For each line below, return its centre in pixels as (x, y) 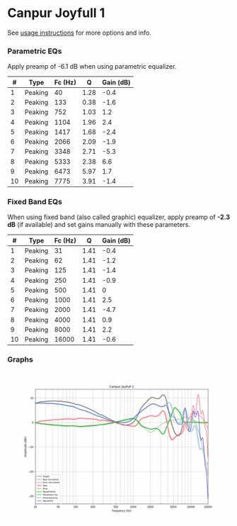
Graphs (20, 359)
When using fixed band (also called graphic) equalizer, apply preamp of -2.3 (119, 217)
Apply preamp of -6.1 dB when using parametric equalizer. (92, 67)
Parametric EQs (35, 51)
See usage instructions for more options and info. (80, 33)
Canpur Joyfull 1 (56, 13)
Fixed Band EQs (35, 201)
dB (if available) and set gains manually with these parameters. (99, 225)
